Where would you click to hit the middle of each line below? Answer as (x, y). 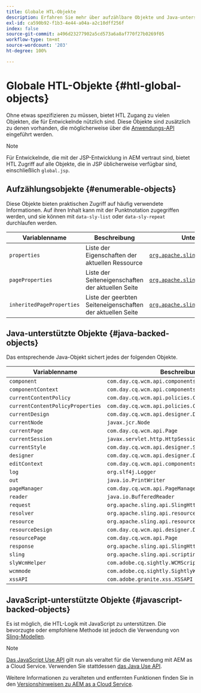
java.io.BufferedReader (141, 497)
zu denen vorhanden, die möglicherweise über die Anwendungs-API (90, 128)
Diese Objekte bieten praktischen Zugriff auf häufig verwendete (85, 203)
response (22, 546)
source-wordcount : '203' (37, 46)
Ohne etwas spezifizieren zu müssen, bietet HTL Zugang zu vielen (88, 115)
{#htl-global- (148, 85)
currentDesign (29, 414)
